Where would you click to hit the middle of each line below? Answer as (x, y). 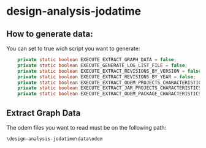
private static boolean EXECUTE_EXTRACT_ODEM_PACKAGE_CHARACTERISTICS (109, 94)
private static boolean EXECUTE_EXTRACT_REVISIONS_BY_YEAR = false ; (107, 77)
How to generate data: (50, 34)
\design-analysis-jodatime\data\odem (55, 139)
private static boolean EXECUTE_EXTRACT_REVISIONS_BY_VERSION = (101, 71)
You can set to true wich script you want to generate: (73, 48)
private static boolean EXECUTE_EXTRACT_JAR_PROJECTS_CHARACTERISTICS (109, 88)
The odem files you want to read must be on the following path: (86, 127)
